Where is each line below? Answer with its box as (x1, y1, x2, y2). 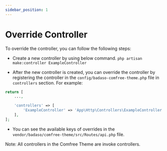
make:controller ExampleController (12, 60, 87, 65)
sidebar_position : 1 (5, 7, 48, 12)
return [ (5, 89, 23, 94)
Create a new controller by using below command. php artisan (12, 55, 142, 61)
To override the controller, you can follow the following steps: (5, 45, 131, 51)
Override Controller (5, 28, 87, 40)
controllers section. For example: (12, 79, 83, 85)
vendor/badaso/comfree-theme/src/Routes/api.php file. (12, 131, 125, 137)
